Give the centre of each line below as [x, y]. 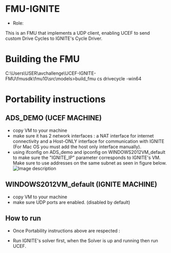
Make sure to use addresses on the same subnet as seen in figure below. [90, 163]
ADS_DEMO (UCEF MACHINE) [54, 118]
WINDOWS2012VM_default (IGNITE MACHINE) [81, 185]
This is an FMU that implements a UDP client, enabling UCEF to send [78, 33]
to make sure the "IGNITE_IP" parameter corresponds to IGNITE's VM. [87, 157]
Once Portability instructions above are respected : [66, 231]
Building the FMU [43, 59]
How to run [23, 218]
